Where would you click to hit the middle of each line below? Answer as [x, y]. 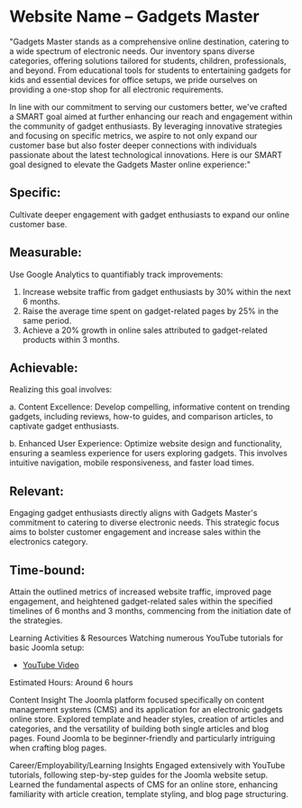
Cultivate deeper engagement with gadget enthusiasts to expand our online [150, 215]
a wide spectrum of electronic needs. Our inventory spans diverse [132, 50]
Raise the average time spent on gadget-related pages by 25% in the [151, 311]
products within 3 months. [71, 339]
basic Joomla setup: [47, 647]
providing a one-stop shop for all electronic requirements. [116, 89]
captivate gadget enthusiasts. [64, 427]
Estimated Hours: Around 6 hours [71, 682]
